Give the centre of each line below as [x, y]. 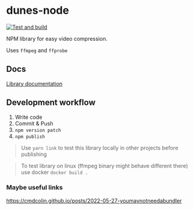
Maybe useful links [35, 188]
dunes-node [38, 10]
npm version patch [38, 130]
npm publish [30, 136]
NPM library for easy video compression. [57, 38]
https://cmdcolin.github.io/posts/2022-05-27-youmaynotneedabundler [94, 200]
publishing [34, 154]
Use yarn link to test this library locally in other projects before [99, 148]
